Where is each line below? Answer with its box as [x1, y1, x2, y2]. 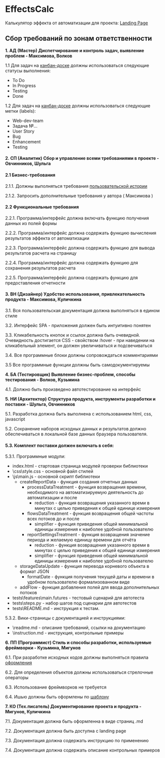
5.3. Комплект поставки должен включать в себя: [5, 442, 114, 448]
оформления [5, 660, 32, 666]
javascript [5, 416, 26, 422]
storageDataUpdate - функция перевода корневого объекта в [19, 563, 150, 569]
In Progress [12, 82, 36, 88]
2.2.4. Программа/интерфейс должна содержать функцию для [5, 260, 138, 266]
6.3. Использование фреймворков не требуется [5, 684, 107, 690]
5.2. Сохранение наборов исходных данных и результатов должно [5, 425, 147, 431]
